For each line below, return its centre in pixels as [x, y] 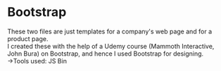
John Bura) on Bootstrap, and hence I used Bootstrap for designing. [106, 54]
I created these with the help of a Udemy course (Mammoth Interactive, [111, 46]
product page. [28, 38]
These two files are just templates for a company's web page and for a [110, 31]
